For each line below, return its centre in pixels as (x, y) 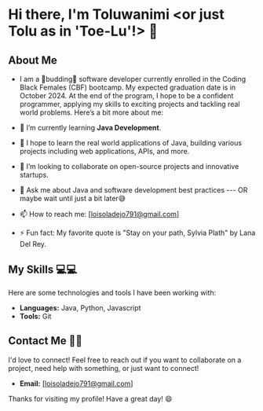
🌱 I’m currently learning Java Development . (90, 128)
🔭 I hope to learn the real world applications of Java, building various (130, 143)
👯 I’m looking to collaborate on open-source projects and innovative (129, 166)
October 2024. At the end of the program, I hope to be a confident (126, 95)
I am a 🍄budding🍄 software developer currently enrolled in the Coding (132, 79)
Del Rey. (33, 244)
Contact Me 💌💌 (46, 341)
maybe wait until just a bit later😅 (72, 198)
